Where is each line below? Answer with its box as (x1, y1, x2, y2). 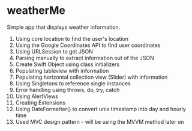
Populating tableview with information (15, 67, 109, 74)
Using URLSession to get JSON (15, 47, 94, 55)
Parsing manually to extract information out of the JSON (15, 54, 155, 61)
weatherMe (7, 4, 65, 17)
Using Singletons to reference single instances (15, 79, 131, 87)
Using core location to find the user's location (15, 35, 128, 42)
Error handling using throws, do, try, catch (15, 86, 120, 93)
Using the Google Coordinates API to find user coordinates (15, 41, 161, 49)
